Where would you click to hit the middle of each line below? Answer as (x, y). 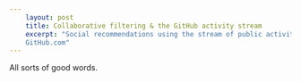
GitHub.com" (47, 42)
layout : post (50, 17)
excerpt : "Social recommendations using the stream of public (144, 34)
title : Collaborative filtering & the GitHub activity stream (144, 26)
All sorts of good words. (54, 68)
